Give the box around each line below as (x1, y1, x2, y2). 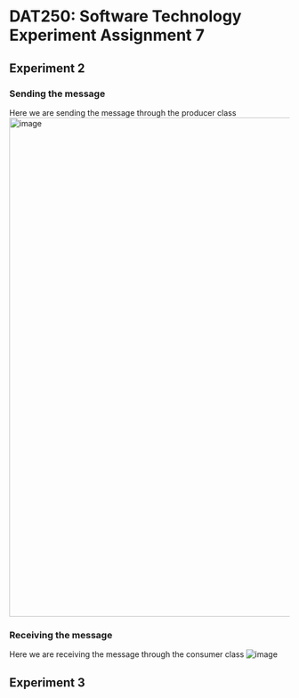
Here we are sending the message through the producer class (9, 107, 237, 118)
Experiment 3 (9, 675, 85, 690)
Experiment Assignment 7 (9, 25, 205, 45)
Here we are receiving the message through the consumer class (9, 649, 245, 660)
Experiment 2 (9, 61, 85, 76)
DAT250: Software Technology (9, 6, 242, 27)
